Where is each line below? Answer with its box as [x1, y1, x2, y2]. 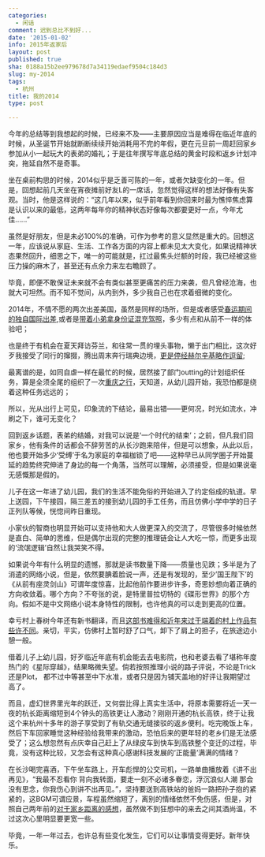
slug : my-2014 [8, 70, 55, 78]
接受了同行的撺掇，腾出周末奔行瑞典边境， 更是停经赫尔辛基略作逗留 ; [21, 351, 246, 360]
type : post [8, 99, 44, 107]
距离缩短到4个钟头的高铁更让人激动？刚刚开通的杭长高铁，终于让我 [35, 709, 255, 718]
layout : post [8, 48, 51, 56]
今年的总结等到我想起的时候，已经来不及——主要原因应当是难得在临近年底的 [8, 129, 257, 139]
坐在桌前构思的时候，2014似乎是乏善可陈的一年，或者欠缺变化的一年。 [8, 175, 239, 185]
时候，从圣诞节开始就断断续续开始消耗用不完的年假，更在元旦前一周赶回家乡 [8, 139, 257, 148]
